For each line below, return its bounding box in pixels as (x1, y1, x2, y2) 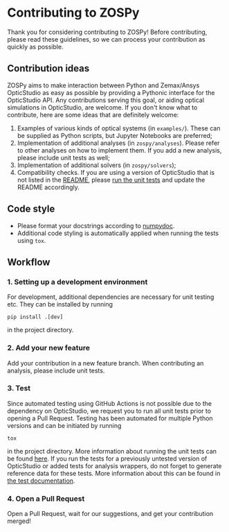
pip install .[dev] (7, 314, 64, 320)
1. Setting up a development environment (7, 277, 148, 286)
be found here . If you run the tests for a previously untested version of (7, 454, 208, 463)
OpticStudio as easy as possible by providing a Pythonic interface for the (7, 88, 215, 96)
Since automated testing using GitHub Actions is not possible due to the (7, 399, 212, 407)
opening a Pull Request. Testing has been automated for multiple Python (7, 414, 213, 422)
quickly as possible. (7, 42, 64, 51)
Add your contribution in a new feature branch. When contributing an (7, 359, 204, 367)
